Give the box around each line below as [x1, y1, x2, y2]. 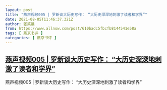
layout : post [5, 7, 33, 13]
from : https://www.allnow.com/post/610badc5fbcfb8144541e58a [5, 26, 137, 31]
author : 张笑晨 [5, 21, 35, 27]
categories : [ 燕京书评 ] [5, 36, 57, 41]
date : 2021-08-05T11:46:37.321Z [5, 17, 73, 22]
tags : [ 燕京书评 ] [5, 31, 43, 36]
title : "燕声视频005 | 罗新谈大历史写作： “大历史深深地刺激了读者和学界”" [5, 12, 147, 17]
